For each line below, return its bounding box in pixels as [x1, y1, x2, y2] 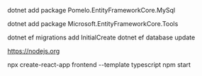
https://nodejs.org [7, 47, 60, 55]
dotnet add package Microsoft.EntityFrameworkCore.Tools [7, 20, 179, 27]
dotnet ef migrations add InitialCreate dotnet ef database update [7, 33, 196, 42]
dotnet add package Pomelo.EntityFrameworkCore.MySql [7, 6, 176, 14]
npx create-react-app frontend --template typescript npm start [7, 61, 191, 69]
